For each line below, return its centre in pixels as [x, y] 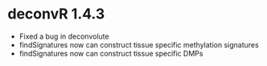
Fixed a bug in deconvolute [64, 36]
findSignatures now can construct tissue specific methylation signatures [139, 44]
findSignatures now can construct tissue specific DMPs [111, 53]
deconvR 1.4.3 [56, 14]
